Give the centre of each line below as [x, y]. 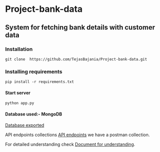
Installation [19, 49]
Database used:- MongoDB [34, 114]
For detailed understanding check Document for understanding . [70, 144]
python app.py [20, 103]
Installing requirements [34, 72]
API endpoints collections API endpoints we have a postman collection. [78, 135]
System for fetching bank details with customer [80, 27]
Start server [18, 93]
